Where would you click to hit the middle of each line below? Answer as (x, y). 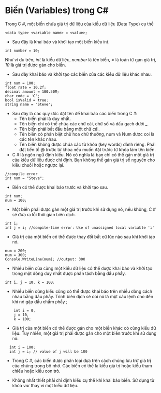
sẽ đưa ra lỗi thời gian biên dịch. (44, 214)
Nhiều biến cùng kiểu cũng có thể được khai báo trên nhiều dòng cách (82, 291)
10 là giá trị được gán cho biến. (36, 65)
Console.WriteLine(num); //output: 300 (45, 259)
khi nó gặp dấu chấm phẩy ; (40, 302)
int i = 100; (22, 347)
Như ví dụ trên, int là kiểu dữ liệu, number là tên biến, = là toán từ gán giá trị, (81, 60)
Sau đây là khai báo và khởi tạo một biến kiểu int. (61, 42)
